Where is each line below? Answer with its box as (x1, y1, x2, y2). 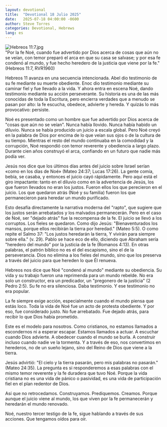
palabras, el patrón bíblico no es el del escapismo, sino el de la (5, 247, 134, 253)
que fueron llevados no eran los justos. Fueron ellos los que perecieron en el (5, 184, 162, 190)
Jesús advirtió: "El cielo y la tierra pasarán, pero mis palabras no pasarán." (5, 360, 159, 365)
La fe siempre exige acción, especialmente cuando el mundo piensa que (5, 298, 154, 304)
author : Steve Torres (5, 21, 50, 26)
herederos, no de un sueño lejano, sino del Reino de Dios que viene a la (5, 345, 152, 350)
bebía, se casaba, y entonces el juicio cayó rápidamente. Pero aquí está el (5, 174, 158, 179)
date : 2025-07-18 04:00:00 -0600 (5, 16, 79, 21)
